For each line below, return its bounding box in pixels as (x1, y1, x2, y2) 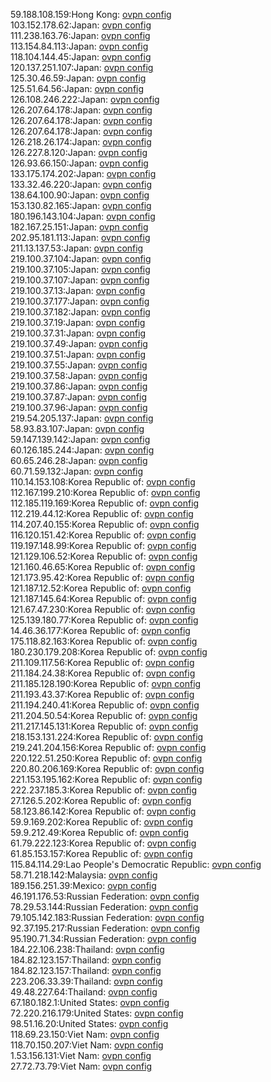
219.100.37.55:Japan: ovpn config (10, 359, 148, 371)
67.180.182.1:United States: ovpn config (10, 997, 170, 1008)
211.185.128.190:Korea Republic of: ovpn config (10, 678, 202, 689)
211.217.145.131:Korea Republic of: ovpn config (10, 720, 199, 732)
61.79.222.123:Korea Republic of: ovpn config (10, 837, 197, 849)
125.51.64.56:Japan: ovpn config (10, 83, 145, 94)
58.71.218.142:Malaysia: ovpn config (10, 869, 158, 881)
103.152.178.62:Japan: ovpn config (10, 19, 152, 31)
